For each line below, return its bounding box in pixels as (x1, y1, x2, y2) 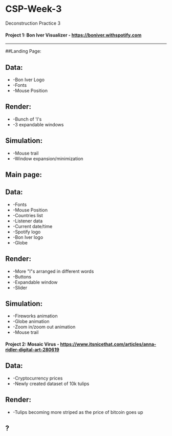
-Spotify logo (12, 229, 41, 235)
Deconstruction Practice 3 (5, 20, 60, 26)
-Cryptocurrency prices (12, 375, 63, 381)
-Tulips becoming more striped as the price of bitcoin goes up (12, 409, 143, 415)
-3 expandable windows (12, 121, 64, 127)
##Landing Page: (5, 48, 42, 54)
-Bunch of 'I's (12, 116, 42, 122)
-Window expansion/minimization (12, 155, 83, 162)
